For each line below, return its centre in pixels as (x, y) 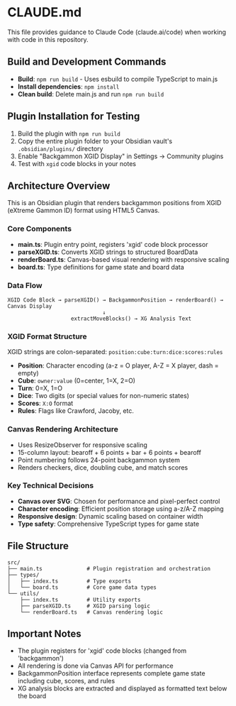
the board (32, 696)
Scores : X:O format (45, 403)
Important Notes (44, 634)
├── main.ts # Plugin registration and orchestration (109, 568)
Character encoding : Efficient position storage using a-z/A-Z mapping (121, 509)
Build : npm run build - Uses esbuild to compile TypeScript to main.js (118, 79)
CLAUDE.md (45, 12)
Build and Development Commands (87, 62)
